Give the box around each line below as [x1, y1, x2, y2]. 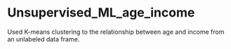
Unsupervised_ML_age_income [7, 5, 195, 21]
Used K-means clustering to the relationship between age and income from [7, 28, 225, 36]
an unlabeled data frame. [7, 35, 80, 43]
